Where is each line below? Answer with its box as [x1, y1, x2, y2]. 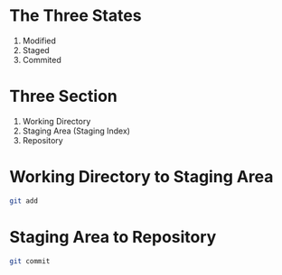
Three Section [9, 87, 117, 106]
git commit [9, 256, 51, 266]
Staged [22, 44, 50, 55]
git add [9, 196, 39, 206]
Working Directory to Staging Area [9, 167, 274, 188]
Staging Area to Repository [9, 226, 217, 247]
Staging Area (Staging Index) [22, 125, 131, 136]
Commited [22, 54, 61, 65]
